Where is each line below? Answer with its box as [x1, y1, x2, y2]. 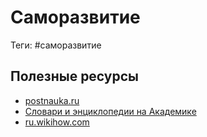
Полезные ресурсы [10, 68, 140, 85]
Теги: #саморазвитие [10, 39, 102, 51]
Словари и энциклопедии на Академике [24, 105, 197, 117]
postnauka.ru [24, 94, 80, 106]
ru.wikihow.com [24, 116, 90, 128]
